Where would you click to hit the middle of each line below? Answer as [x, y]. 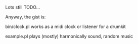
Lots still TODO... [23, 7]
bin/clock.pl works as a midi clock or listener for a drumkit [65, 26]
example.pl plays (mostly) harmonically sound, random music [69, 36]
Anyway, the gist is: [26, 17]
